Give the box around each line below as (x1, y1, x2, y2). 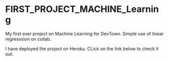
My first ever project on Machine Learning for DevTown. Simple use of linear (5, 30, 164, 36)
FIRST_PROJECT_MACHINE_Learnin (5, 3, 159, 15)
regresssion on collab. (5, 36, 51, 42)
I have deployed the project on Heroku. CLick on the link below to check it (5, 45, 159, 51)
